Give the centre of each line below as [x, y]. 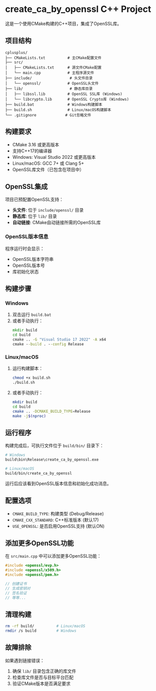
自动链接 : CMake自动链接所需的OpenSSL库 [56, 223]
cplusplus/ [16, 53]
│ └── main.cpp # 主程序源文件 [50, 73]
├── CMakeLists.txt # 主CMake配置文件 [53, 58]
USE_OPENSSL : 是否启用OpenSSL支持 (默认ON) [58, 526]
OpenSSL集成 [27, 186]
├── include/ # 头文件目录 [49, 78]
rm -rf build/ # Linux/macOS [45, 626]
